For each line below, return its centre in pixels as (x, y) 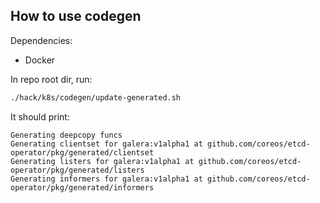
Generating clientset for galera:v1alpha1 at (106, 144)
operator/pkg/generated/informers (82, 187)
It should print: (40, 116)
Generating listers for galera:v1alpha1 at (102, 161)
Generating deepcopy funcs (66, 135)
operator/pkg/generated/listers (77, 170)
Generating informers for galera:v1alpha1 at (106, 179)
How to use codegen (76, 16)
